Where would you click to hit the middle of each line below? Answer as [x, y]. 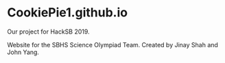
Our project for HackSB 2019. [49, 32]
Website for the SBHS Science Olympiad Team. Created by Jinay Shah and [113, 45]
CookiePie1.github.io [68, 13]
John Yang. [23, 52]
